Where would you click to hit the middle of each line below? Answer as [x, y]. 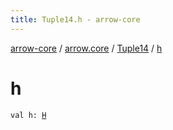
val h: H [28, 115]
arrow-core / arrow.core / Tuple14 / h [86, 48]
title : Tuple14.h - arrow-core [75, 19]
